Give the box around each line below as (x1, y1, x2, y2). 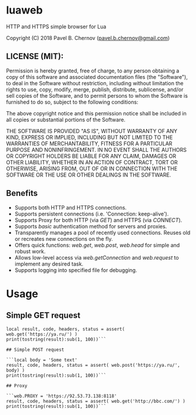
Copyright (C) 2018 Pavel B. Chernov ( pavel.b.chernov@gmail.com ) (6, 34, 170, 41)
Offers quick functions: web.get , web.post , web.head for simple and (14, 241, 180, 248)
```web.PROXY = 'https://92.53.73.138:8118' (6, 393, 117, 399)
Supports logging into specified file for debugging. (14, 266, 137, 274)
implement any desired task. (14, 260, 84, 267)
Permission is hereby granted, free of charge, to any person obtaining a (6, 67, 180, 74)
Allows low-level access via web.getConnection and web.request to (14, 254, 180, 261)
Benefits (6, 188, 38, 198)
